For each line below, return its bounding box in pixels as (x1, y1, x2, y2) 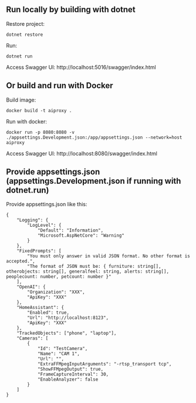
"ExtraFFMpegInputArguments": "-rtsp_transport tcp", (37, 361, 172, 367)
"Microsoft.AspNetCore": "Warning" (37, 233, 125, 239)
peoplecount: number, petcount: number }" (6, 274, 111, 280)
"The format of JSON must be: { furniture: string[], (27, 264, 161, 270)
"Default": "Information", (37, 227, 104, 234)
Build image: (6, 96, 36, 103)
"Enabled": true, (27, 310, 69, 316)
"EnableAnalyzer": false (37, 377, 99, 382)
